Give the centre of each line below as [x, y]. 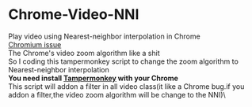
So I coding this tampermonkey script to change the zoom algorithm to [124, 61]
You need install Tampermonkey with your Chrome [93, 78]
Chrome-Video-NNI [74, 15]
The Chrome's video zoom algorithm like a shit [84, 53]
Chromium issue [35, 44]
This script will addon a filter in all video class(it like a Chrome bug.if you [126, 86]
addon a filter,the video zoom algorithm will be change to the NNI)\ [117, 94]
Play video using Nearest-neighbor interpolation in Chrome [104, 36]
